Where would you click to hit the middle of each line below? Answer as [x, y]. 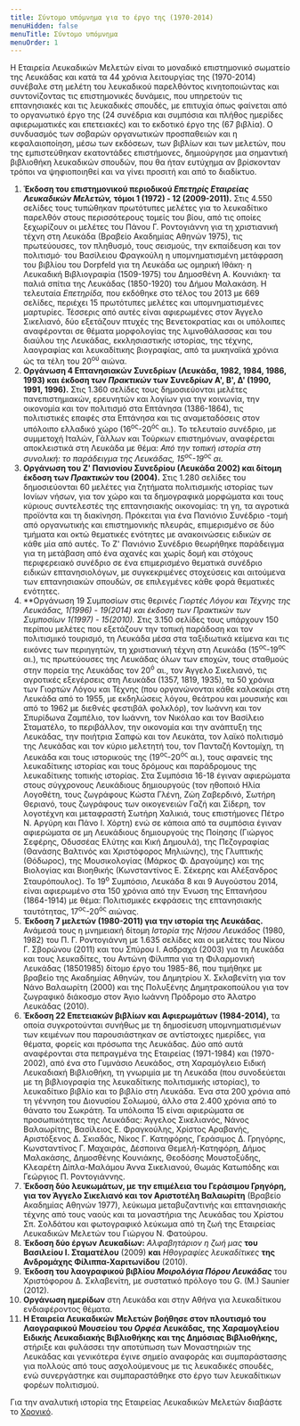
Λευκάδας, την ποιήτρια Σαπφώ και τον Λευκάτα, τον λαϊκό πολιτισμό [153, 736]
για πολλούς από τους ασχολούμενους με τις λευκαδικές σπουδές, [148, 1365]
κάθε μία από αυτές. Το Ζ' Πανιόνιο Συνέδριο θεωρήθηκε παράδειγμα [154, 544]
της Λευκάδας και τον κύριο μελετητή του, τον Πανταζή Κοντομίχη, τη [153, 746]
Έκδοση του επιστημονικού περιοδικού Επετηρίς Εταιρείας [136, 189]
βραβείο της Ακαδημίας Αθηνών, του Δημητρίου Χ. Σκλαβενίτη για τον [154, 978]
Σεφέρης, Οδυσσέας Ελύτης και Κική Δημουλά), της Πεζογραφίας [146, 842]
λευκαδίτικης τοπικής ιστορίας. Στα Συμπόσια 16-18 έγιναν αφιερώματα [157, 775]
